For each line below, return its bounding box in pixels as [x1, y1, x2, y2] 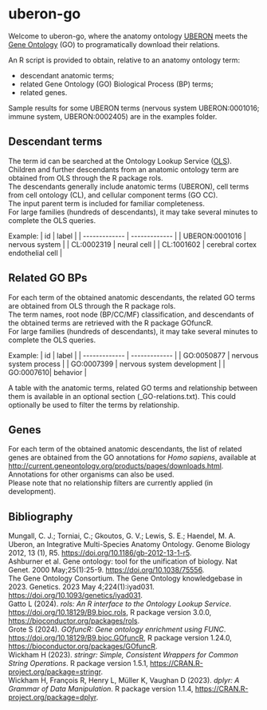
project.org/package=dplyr [8, 692, 97, 702]
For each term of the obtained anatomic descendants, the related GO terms [8, 293, 256, 302]
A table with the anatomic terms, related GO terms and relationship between [8, 383, 257, 393]
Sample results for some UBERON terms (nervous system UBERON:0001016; [8, 103, 260, 113]
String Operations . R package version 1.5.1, [8, 659, 149, 668]
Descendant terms [8, 135, 103, 149]
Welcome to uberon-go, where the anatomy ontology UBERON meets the [8, 31, 249, 41]
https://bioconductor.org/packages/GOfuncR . [8, 641, 158, 652]
